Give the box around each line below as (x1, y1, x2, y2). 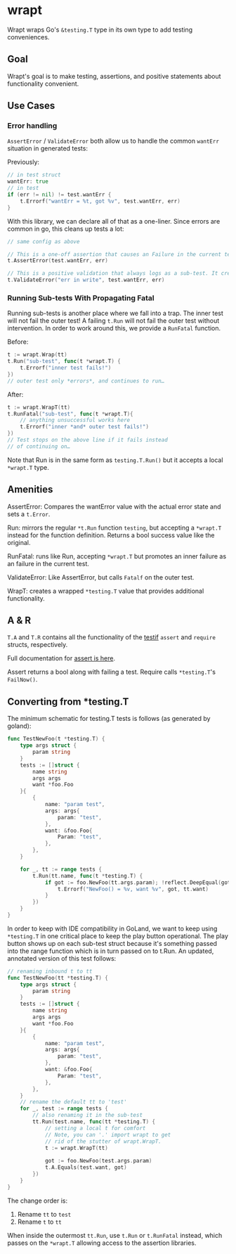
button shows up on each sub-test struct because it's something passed (7, 939, 218, 947)
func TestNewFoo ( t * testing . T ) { (7, 736, 105, 743)
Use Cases (7, 100, 55, 112)
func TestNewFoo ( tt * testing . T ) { (7, 974, 109, 981)
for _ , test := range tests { (20, 1105, 109, 1113)
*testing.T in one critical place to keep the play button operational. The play (7, 931, 228, 940)
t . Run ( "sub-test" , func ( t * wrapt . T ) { (7, 358, 121, 365)
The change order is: (7, 1196, 68, 1205)
